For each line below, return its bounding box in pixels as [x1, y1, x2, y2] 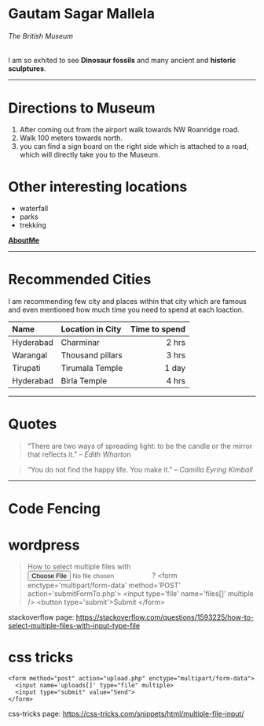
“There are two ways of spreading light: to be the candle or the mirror [27, 442, 253, 451]
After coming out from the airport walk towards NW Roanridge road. [19, 125, 240, 135]
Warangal [12, 350, 48, 361]
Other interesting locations [8, 178, 188, 195]
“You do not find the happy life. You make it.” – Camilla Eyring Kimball [27, 465, 253, 475]
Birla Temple [60, 376, 108, 387]
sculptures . [8, 64, 46, 73]
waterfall [19, 204, 49, 213]
